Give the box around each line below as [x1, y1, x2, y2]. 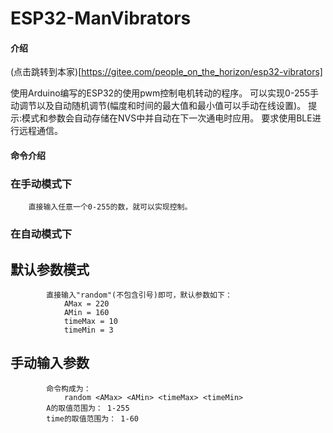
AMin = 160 [63, 308, 110, 318]
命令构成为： [46, 383, 92, 394]
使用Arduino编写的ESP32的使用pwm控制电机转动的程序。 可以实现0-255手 [10, 87, 320, 99]
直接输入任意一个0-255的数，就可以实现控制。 [28, 202, 193, 212]
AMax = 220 [63, 299, 110, 309]
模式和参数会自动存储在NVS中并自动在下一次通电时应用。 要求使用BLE [21, 112, 313, 124]
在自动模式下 [10, 227, 73, 241]
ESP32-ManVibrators [10, 7, 192, 30]
